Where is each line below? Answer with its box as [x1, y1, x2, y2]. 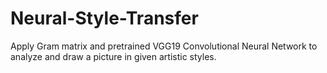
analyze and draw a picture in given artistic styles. [10, 50, 217, 62]
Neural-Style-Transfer [10, 7, 199, 30]
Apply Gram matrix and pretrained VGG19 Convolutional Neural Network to [10, 40, 318, 52]
